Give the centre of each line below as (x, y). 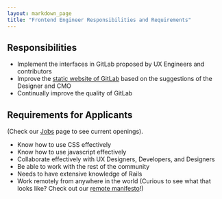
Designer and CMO (44, 86)
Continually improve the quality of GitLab (75, 93)
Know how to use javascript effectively (72, 152)
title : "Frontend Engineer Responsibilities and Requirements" (99, 20)
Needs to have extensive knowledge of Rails (79, 174)
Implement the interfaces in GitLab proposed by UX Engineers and (111, 64)
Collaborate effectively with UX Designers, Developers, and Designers (116, 159)
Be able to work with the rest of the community (83, 167)
